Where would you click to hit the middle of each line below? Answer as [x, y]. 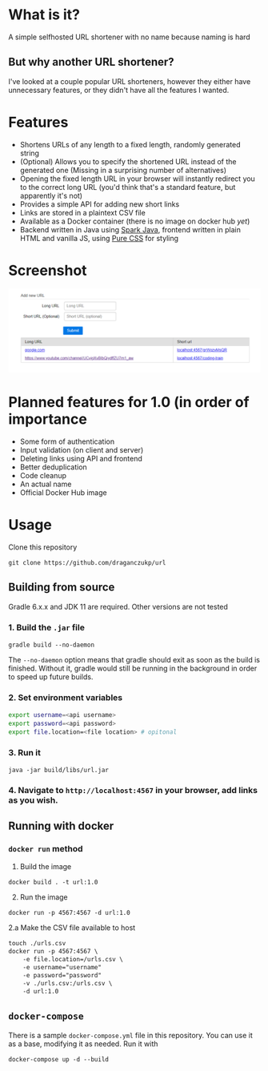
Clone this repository [43, 547]
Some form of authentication [67, 441]
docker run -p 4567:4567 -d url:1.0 [69, 912]
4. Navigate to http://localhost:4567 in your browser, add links [133, 791]
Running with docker [61, 826]
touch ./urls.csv [37, 943]
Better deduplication [54, 467]
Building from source [62, 588]
